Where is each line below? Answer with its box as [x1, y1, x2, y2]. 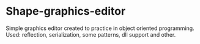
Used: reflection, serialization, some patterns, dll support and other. [6, 31, 176, 38]
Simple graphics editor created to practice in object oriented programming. [6, 24, 194, 32]
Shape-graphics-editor [6, 4, 126, 18]
